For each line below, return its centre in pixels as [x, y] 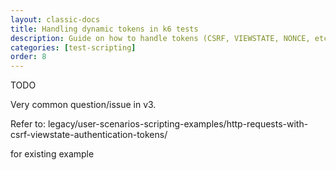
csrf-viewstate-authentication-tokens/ [89, 135]
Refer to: [28, 124]
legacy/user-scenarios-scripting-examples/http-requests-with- [178, 124]
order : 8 [28, 57]
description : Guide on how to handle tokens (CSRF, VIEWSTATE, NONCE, [160, 38]
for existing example [52, 154]
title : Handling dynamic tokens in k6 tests [104, 29]
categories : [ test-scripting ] [73, 47]
